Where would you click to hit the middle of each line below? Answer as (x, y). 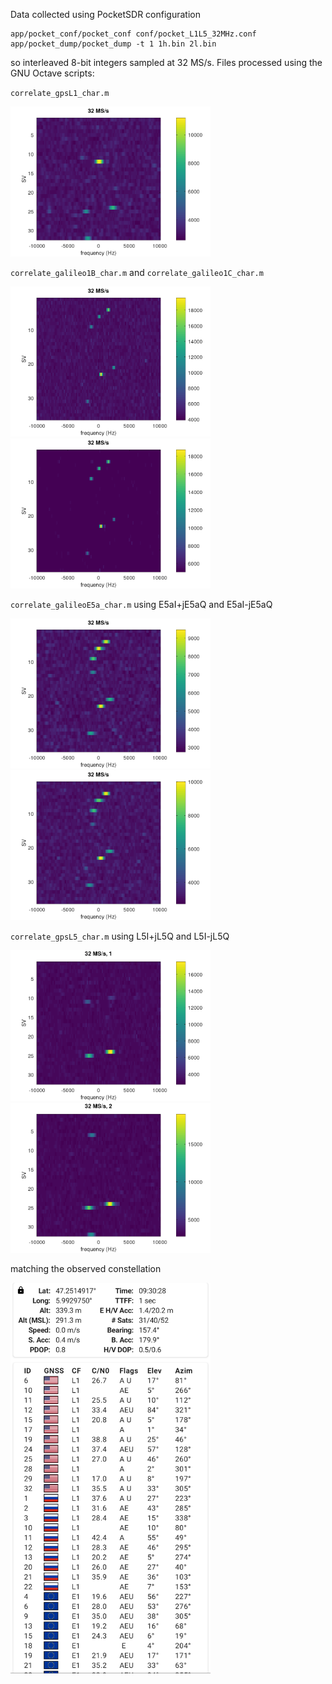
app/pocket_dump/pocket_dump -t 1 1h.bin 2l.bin (113, 44)
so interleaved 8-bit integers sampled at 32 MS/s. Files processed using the (166, 62)
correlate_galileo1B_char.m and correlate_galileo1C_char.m (137, 273)
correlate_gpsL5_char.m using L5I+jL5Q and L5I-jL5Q (120, 936)
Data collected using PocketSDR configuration (105, 14)
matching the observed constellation (86, 1268)
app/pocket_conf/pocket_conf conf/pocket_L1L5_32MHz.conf (133, 34)
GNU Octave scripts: (52, 73)
